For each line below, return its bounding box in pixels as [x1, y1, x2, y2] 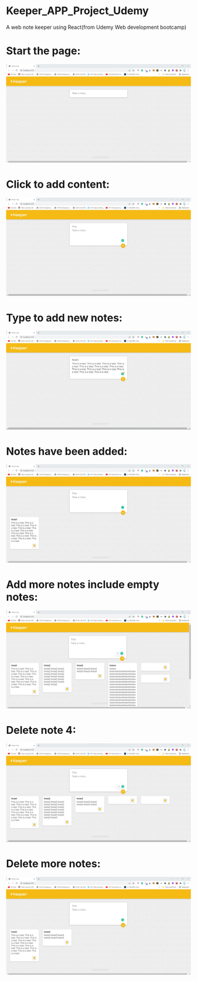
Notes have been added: [6, 444, 128, 458]
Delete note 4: [6, 724, 76, 737]
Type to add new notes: [6, 311, 123, 324]
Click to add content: [6, 178, 110, 191]
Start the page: [6, 44, 81, 58]
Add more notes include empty [6, 578, 159, 591]
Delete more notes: [6, 857, 101, 870]
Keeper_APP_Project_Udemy [6, 4, 149, 18]
